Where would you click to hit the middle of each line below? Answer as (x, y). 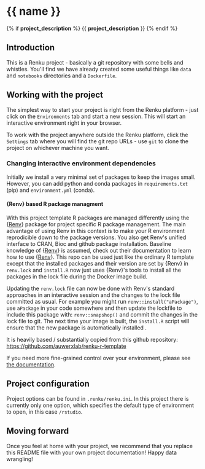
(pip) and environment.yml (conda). (51, 190)
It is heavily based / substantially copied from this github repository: (92, 340)
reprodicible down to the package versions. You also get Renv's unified (96, 237)
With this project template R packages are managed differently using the (98, 218)
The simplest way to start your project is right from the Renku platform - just (102, 109)
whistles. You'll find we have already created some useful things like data (99, 69)
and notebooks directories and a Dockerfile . (62, 76)
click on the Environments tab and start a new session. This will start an (96, 116)
